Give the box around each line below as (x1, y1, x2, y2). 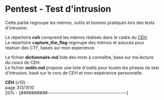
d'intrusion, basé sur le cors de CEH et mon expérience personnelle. (5, 70, 143, 75)
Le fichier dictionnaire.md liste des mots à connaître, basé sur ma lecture (5, 54, 154, 60)
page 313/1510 (5, 84, 34, 90)
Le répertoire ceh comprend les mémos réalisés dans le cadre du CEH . (5, 34, 148, 40)
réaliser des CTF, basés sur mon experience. (5, 45, 95, 50)
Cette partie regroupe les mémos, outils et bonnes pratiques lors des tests (5, 20, 155, 25)
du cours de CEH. (5, 59, 41, 65)
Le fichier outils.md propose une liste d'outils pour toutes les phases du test (5, 65, 159, 71)
